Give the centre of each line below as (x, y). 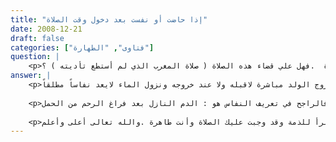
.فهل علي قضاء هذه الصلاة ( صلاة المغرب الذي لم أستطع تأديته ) (182, 66)
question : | (35, 57)
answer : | (31, 76)
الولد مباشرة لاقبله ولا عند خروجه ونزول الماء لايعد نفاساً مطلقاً (176, 85)
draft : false (37, 38)
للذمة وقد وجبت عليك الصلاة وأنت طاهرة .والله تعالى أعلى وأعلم (176, 122)
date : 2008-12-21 (46, 29)
